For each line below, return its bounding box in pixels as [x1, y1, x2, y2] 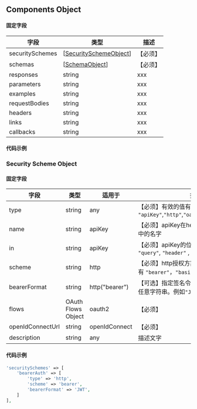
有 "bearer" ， [137, 268, 176, 276]
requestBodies [9, 99, 49, 107]
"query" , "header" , [137, 249, 189, 257]
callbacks [9, 127, 36, 136]
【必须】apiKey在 [137, 221, 186, 229]
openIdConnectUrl [9, 323, 60, 331]
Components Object [6, 5, 81, 15]
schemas [9, 60, 34, 68]
